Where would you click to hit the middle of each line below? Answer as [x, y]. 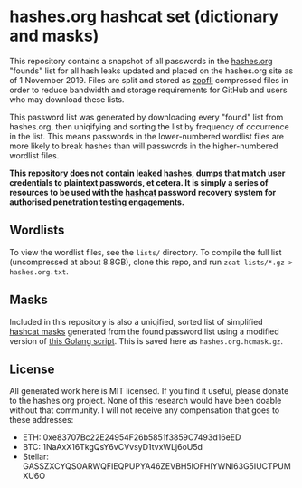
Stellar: [36, 457]
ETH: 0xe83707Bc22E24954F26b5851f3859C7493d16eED [132, 437]
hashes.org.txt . [39, 271]
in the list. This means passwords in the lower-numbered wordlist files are [147, 136]
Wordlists [37, 230]
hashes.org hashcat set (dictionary [144, 17]
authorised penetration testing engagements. [97, 202]
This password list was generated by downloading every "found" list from [146, 117]
